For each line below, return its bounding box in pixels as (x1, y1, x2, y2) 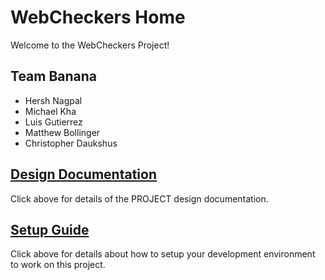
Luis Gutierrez (24, 116, 83, 128)
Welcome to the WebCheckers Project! (10, 39, 170, 51)
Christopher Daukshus (24, 137, 118, 149)
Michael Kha (24, 105, 77, 117)
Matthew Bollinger (24, 126, 101, 138)
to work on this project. (10, 259, 106, 271)
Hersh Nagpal (24, 94, 83, 106)
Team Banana (10, 68, 98, 85)
